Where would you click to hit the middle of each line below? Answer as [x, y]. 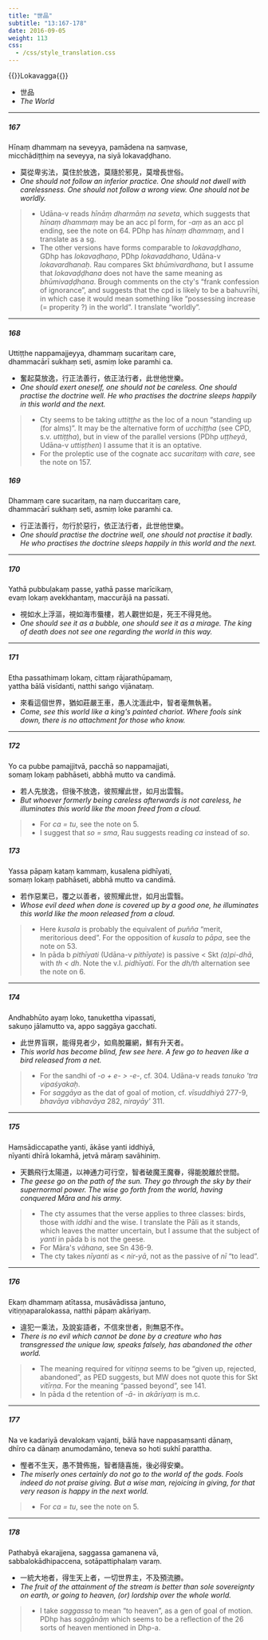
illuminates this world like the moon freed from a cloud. [110, 808]
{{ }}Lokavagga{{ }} [39, 76]
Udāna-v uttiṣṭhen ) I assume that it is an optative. [120, 445]
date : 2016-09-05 [37, 30]
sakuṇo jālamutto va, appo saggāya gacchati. [83, 1026]
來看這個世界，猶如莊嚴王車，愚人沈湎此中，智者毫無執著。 [118, 702]
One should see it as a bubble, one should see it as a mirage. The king [136, 623]
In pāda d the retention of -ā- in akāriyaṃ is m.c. [120, 1394]
